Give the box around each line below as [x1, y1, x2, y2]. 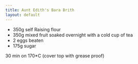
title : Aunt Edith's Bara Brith [5, 7, 74, 13]
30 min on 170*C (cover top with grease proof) [5, 52, 105, 59]
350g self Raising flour [12, 26, 61, 32]
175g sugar [12, 42, 36, 49]
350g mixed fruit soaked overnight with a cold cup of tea [12, 32, 133, 38]
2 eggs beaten [12, 37, 44, 44]
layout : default [5, 12, 40, 17]
